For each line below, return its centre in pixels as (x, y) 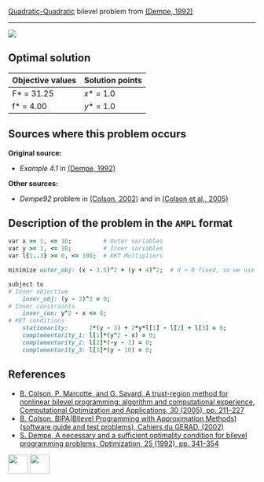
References (37, 375)
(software (35, 426)
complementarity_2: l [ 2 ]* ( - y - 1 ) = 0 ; (88, 342)
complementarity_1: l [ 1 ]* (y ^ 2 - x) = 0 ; (89, 336)
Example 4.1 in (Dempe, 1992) (68, 168)
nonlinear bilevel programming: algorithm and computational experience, (137, 402)
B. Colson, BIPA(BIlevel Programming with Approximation (112, 418)
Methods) (221, 418)
